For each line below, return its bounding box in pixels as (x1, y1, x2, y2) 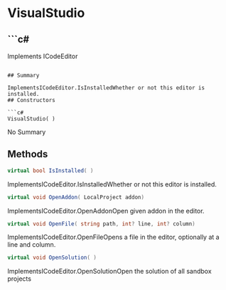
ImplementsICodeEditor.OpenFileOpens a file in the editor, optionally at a (7, 233, 220, 242)
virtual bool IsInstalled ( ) (7, 167, 94, 174)
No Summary (7, 128, 46, 136)
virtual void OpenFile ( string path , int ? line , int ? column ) (7, 220, 195, 228)
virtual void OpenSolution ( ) (7, 254, 97, 262)
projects (7, 274, 32, 283)
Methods (7, 148, 48, 160)
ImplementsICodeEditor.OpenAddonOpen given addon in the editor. (7, 206, 205, 215)
